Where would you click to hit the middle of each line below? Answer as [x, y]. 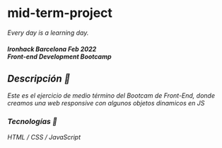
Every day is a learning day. [48, 33]
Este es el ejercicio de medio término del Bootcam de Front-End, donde [111, 96]
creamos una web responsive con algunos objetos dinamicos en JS [106, 103]
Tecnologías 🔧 [33, 122]
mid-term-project [60, 13]
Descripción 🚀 [39, 78]
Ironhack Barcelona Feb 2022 [52, 49]
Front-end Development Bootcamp [59, 56]
